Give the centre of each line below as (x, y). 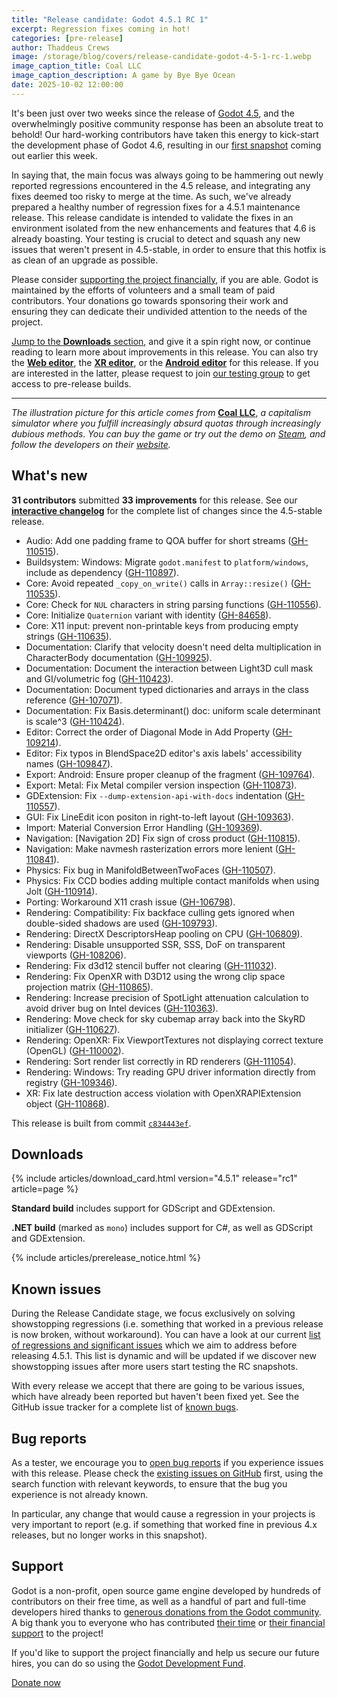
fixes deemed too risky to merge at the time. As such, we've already (151, 196)
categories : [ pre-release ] (67, 38)
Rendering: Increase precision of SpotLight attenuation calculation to (167, 997)
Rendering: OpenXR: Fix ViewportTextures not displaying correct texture (174, 1040)
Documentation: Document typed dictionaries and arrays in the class (167, 689)
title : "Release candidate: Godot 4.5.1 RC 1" (110, 19)
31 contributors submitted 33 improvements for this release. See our (154, 500)
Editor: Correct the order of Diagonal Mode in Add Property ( (150, 732)
